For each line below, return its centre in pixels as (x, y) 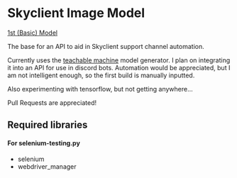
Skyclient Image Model (76, 13)
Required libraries (48, 125)
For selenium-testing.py (44, 143)
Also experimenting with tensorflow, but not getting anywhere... (100, 89)
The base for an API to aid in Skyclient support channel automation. (106, 46)
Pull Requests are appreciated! (52, 102)
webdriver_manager (47, 166)
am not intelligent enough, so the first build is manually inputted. (101, 75)
